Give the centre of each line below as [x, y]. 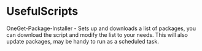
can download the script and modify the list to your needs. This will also [97, 34]
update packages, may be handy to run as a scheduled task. [83, 41]
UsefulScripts [42, 11]
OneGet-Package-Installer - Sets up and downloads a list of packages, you [101, 28]
